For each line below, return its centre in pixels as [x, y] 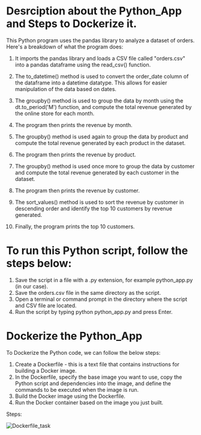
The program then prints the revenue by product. [75, 155]
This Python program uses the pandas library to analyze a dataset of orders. [100, 40]
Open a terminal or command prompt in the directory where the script [101, 299]
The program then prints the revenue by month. [73, 125]
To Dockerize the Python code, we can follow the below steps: [83, 352]
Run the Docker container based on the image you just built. [89, 402]
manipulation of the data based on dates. [66, 89]
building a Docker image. [46, 370]
